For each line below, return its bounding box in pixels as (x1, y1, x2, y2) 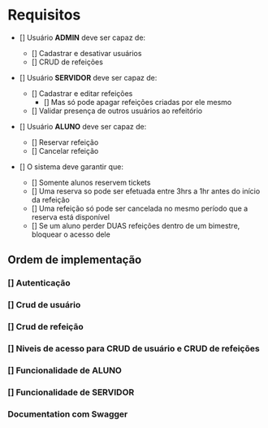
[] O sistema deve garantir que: (19, 161, 123, 172)
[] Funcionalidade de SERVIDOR (7, 387, 135, 398)
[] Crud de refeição (7, 321, 84, 333)
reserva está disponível (31, 212, 110, 221)
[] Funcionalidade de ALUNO (7, 365, 123, 376)
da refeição (31, 194, 70, 204)
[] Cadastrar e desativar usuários (31, 48, 142, 58)
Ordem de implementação (7, 253, 142, 267)
